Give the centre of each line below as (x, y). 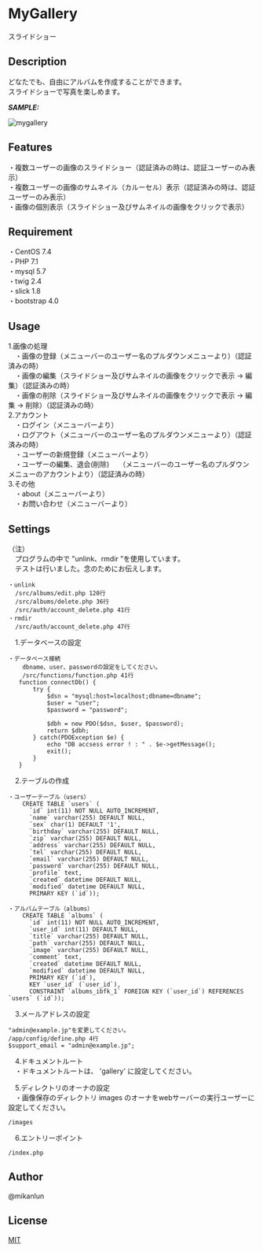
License (28, 1221)
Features (30, 148)
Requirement (40, 232)
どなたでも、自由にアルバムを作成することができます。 (97, 81)
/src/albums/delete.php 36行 (62, 602)
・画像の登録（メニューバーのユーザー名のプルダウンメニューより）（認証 (133, 356)
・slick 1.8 (24, 291)
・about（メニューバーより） (62, 494)
